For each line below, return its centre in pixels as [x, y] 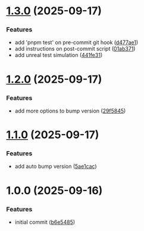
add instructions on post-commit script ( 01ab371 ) [75, 49]
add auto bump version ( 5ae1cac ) [56, 166]
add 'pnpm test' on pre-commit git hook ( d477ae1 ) [76, 42]
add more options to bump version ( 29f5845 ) [70, 111]
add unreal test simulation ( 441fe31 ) [59, 55]
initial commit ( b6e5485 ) [45, 222]
